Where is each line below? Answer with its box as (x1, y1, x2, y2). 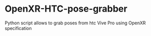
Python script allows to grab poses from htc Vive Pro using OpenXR (5, 20, 146, 26)
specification (5, 25, 32, 31)
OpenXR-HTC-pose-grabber (5, 3, 128, 15)
